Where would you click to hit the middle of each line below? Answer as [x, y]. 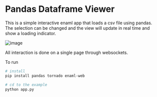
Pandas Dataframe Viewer [60, 9]
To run [12, 62]
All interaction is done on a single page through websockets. [67, 52]
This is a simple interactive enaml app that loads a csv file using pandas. [79, 23]
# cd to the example [26, 85]
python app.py [20, 89]
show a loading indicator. [31, 33]
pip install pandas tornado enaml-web [45, 76]
